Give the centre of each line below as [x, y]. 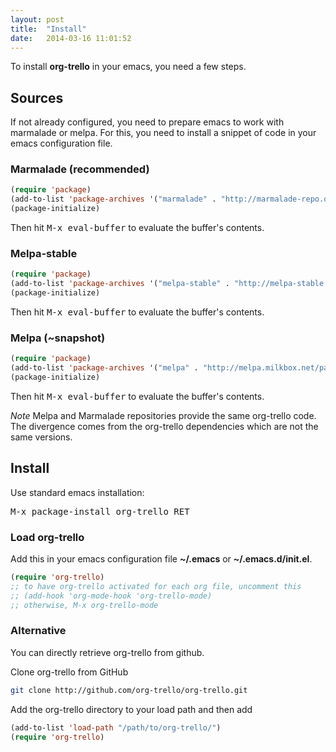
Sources [37, 97]
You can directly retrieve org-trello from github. [107, 652]
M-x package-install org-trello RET [100, 511]
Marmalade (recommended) [80, 169]
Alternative [38, 631]
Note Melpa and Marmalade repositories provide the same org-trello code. [163, 415]
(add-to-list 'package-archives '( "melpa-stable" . [120, 284]
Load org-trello [47, 537]
